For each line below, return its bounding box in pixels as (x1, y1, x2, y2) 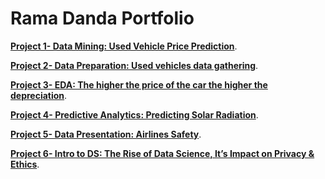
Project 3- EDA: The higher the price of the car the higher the (10, 78, 268, 91)
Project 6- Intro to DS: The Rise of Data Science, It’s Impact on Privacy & (10, 147, 315, 159)
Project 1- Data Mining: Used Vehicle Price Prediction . (10, 40, 238, 52)
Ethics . (10, 158, 40, 170)
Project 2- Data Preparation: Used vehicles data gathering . (10, 59, 259, 71)
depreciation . (10, 89, 68, 101)
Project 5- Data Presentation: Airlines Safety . (10, 128, 202, 140)
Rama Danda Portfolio (10, 7, 195, 30)
